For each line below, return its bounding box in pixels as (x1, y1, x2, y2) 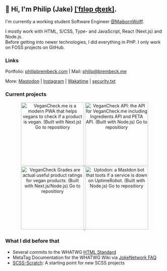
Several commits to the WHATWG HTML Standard (12, 249, 117, 255)
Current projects (5, 91, 47, 98)
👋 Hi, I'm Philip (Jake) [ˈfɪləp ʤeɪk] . (5, 5, 117, 14)
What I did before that (5, 238, 59, 245)
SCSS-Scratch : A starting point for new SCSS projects (12, 259, 125, 265)
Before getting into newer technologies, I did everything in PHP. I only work (5, 39, 161, 45)
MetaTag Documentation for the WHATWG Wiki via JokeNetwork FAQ (12, 254, 157, 260)
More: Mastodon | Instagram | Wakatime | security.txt (5, 78, 116, 84)
